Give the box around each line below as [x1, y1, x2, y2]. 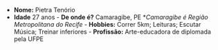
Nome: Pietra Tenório [13, 6, 75, 14]
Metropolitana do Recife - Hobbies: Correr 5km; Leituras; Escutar [13, 21, 201, 28]
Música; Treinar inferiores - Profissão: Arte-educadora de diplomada [13, 27, 211, 36]
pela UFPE [13, 35, 44, 43]
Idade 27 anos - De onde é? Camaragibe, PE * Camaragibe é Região [13, 13, 209, 21]
